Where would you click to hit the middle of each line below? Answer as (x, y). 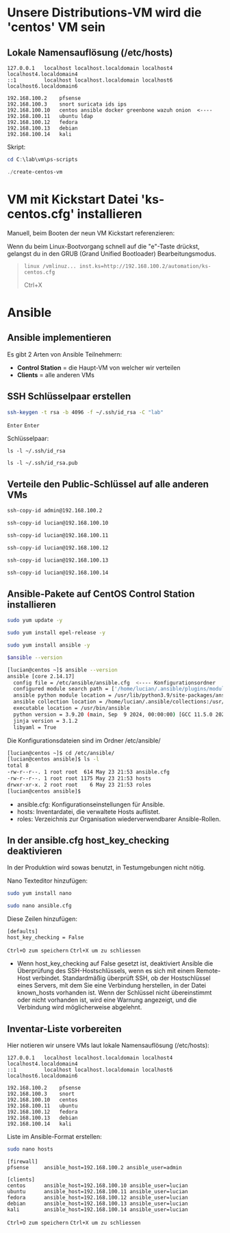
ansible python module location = (62, 695)
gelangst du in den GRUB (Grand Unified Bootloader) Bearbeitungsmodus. (112, 253)
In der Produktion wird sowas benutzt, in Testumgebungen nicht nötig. (106, 867)
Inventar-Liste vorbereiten (64, 1029)
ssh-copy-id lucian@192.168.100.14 (58, 573)
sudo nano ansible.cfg (39, 906)
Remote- (208, 971)
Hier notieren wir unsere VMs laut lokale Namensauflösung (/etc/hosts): (108, 1045)
